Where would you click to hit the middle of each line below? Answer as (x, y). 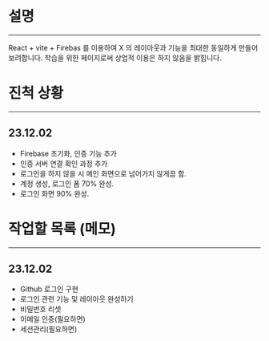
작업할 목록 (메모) (62, 229)
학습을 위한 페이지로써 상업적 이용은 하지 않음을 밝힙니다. (133, 58)
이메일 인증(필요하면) (52, 319)
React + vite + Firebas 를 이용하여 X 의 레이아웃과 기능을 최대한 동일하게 (123, 47)
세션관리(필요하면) (48, 329)
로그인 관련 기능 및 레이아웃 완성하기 (76, 299)
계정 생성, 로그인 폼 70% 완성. (67, 183)
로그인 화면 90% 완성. (54, 193)
